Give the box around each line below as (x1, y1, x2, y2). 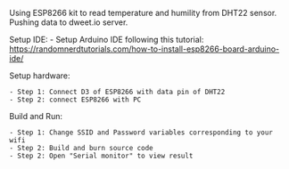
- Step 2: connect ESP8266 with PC (9, 95, 142, 104)
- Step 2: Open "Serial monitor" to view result (9, 151, 194, 160)
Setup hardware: (9, 70, 70, 81)
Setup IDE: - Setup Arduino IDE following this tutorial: (9, 35, 204, 44)
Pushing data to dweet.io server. (9, 17, 128, 28)
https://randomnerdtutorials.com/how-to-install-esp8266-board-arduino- (9, 44, 280, 54)
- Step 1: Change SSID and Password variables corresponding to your (9, 128, 274, 137)
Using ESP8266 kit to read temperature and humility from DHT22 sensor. (9, 8, 277, 18)
